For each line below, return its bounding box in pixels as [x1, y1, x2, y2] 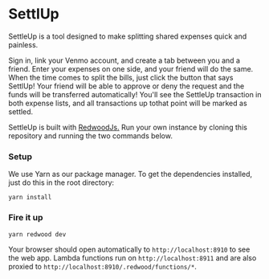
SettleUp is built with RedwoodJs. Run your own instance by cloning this [8, 122, 247, 132]
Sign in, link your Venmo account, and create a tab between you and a [8, 55, 241, 65]
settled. [8, 106, 34, 117]
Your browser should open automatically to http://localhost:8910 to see [8, 244, 251, 254]
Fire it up [8, 212, 43, 224]
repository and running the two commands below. [8, 130, 173, 141]
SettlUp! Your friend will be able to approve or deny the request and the [8, 81, 245, 91]
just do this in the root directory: [8, 178, 115, 187]
